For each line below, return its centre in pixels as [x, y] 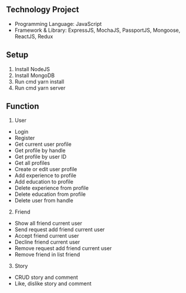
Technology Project [43, 10]
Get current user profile [43, 144]
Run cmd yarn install [39, 81]
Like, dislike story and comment [53, 284]
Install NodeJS [32, 69]
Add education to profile [44, 182]
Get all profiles [32, 163]
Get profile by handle [40, 151]
